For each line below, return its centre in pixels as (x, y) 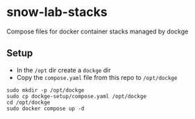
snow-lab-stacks (57, 12)
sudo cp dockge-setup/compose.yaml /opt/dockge (77, 96)
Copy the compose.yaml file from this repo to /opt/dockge (97, 77)
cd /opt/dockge (28, 102)
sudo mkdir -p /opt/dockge (45, 90)
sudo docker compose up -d (45, 109)
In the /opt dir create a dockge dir (64, 70)
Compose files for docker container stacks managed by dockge (97, 31)
